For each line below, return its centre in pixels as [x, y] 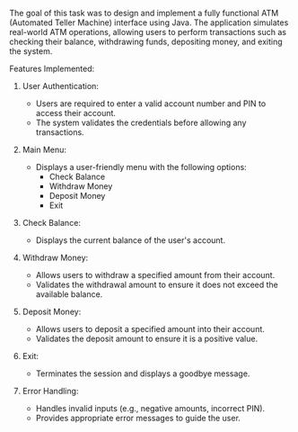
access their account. [76, 113]
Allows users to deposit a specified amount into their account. [150, 329]
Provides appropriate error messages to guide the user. [138, 418]
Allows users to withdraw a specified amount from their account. [155, 275]
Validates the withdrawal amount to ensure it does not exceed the [157, 284]
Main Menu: [44, 149]
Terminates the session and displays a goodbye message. [143, 373]
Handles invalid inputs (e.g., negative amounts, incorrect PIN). [150, 408]
